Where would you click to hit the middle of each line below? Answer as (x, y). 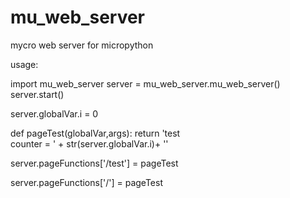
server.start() (37, 94)
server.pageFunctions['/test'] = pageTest (94, 163)
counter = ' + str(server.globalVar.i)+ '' (89, 143)
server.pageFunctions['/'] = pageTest (87, 182)
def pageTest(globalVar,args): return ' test (95, 133)
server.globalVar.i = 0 (54, 113)
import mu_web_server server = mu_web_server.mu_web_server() (145, 83)
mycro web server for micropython (82, 45)
